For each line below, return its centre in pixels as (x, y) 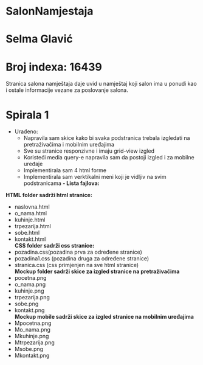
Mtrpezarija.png (35, 342)
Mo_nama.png (33, 330)
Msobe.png (29, 349)
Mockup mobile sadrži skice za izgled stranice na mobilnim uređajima (104, 317)
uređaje (33, 164)
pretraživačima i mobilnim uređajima (69, 145)
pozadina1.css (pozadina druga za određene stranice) (82, 259)
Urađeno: (26, 131)
